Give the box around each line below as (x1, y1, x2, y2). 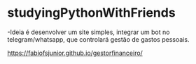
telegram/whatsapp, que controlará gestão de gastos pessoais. (7, 35, 190, 43)
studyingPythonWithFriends (7, 5, 176, 21)
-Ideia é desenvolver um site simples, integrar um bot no (7, 28, 170, 36)
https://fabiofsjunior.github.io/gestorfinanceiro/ (7, 49, 143, 57)
